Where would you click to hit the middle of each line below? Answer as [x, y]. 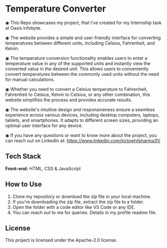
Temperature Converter [56, 9]
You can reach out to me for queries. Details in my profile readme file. [85, 212]
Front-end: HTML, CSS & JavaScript [43, 168]
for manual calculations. [30, 79]
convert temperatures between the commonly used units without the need [82, 74]
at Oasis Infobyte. [23, 28]
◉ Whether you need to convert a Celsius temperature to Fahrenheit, [76, 89]
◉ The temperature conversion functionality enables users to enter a [76, 58]
